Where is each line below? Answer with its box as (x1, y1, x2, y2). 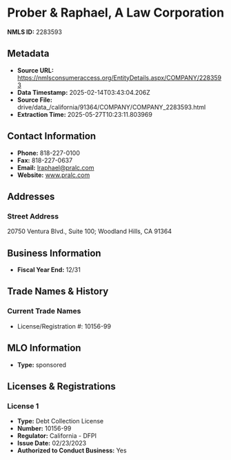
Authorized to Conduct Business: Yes (17, 446, 127, 454)
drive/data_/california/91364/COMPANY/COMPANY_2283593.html (17, 102, 206, 111)
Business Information (7, 247, 101, 259)
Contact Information (7, 130, 97, 142)
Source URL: (17, 66, 54, 74)
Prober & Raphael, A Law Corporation (7, 5, 225, 21)
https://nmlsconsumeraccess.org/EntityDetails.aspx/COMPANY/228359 (17, 73, 222, 82)
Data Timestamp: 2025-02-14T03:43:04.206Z (17, 88, 150, 96)
